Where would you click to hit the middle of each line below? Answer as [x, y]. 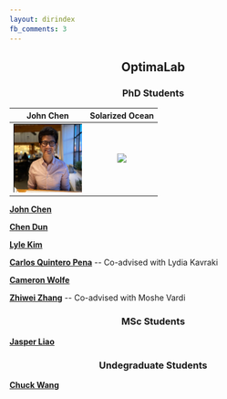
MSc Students [153, 321]
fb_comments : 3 [38, 29]
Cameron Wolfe [40, 280]
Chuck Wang [34, 385]
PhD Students [153, 93]
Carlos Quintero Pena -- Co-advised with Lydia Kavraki [114, 262]
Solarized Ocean [122, 115]
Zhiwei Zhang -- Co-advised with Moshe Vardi [98, 298]
